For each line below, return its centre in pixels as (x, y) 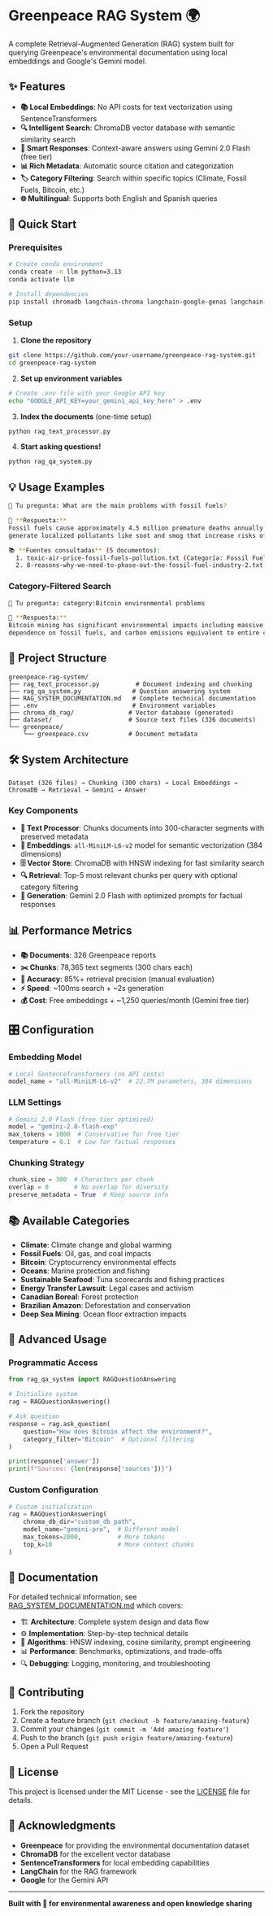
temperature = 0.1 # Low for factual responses (92, 1142)
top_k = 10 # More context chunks (109, 1544)
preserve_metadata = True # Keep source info (89, 1195)
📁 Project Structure (58, 659)
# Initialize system (43, 1394)
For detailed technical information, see (73, 1597)
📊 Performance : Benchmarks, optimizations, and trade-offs (121, 1652)
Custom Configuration (54, 1490)
